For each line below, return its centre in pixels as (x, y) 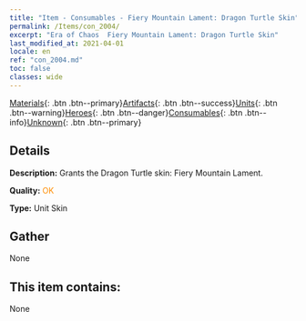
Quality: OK (32, 190)
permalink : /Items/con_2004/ (65, 26)
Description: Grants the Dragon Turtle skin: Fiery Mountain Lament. (137, 173)
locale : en (30, 52)
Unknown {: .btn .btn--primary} (84, 122)
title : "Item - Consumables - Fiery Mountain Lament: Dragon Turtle (142, 18)
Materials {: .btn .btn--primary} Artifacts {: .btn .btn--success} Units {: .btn (143, 103)
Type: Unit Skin (39, 208)
